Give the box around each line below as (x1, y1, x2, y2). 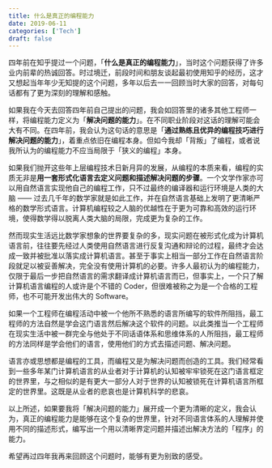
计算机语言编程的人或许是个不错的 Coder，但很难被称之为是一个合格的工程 (8, 281, 258, 291)
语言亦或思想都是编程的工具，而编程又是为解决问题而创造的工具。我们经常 (8, 356, 257, 366)
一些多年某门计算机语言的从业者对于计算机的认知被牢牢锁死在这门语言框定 (15, 366, 264, 377)
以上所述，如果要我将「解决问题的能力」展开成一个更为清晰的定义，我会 (8, 404, 249, 414)
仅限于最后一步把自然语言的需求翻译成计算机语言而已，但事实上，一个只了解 (8, 271, 264, 281)
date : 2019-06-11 (8, 19, 67, 28)
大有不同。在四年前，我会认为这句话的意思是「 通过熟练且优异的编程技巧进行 (8, 126, 264, 135)
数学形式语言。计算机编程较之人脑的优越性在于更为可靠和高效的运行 (22, 203, 249, 213)
